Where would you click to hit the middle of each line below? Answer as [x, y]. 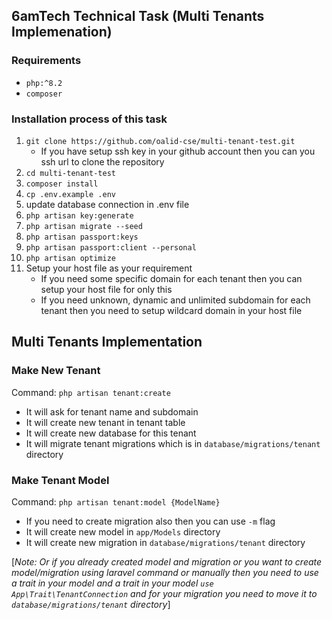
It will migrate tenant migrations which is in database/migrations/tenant [173, 443]
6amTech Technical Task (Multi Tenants [138, 16]
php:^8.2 [44, 83]
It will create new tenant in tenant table [105, 422]
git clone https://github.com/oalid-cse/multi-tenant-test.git [160, 141]
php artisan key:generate [79, 215]
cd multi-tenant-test [70, 173]
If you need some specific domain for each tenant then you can [171, 278]
